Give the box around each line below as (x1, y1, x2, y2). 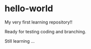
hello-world (4, 3, 54, 14)
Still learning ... (4, 38, 35, 44)
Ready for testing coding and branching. (4, 28, 87, 34)
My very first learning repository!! (4, 19, 73, 25)
